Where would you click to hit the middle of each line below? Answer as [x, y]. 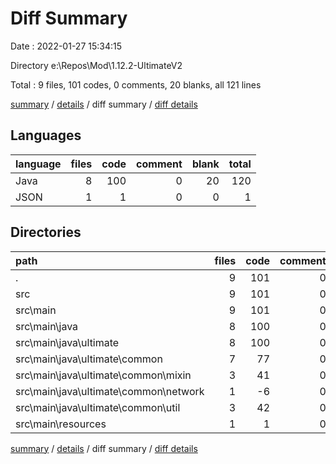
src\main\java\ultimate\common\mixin [103, 375]
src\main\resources [61, 424]
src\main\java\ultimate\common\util [98, 407]
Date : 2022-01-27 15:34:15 [66, 46]
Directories [46, 232]
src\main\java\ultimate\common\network [110, 391]
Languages [46, 135]
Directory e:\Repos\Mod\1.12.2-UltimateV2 [96, 65]
